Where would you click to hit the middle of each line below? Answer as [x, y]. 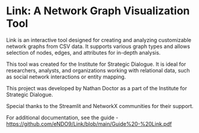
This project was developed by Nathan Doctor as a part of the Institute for [97, 88]
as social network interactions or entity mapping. [66, 77]
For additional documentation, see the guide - [62, 118]
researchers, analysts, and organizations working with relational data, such [98, 70]
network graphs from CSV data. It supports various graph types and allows [98, 46]
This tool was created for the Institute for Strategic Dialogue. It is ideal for [96, 64]
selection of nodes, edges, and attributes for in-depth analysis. [83, 52]
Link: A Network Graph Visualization [98, 11]
